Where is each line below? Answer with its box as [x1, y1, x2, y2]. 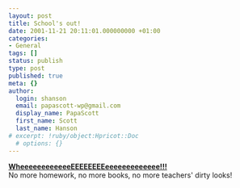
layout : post [8, 11, 53, 20]
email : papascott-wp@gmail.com [15, 102, 121, 110]
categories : [8, 34, 48, 43]
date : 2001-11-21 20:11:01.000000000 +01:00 [8, 27, 161, 35]
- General [8, 42, 42, 50]
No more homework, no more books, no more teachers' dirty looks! [8, 170, 233, 180]
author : [8, 86, 35, 95]
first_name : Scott [15, 117, 78, 125]
